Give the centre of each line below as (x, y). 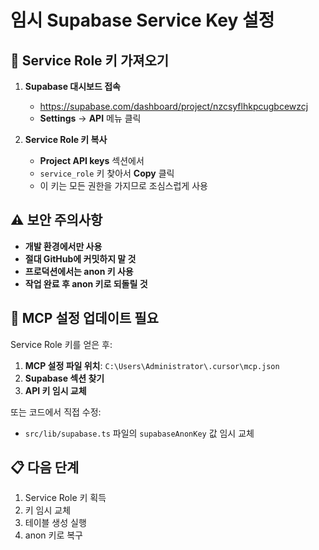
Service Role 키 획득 (65, 498)
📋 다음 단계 (45, 467)
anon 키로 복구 (53, 535)
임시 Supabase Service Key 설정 (142, 20)
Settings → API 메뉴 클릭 (90, 118)
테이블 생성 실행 (55, 523)
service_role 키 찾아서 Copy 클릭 (107, 173)
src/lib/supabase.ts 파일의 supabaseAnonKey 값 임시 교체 (139, 433)
